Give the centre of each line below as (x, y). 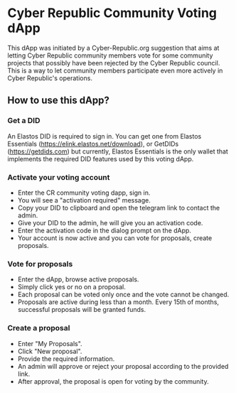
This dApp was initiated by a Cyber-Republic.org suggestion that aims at (113, 48)
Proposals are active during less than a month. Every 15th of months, (118, 302)
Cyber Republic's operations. (50, 78)
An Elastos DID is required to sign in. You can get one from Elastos (104, 136)
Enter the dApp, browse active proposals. (78, 279)
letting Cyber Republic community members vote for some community (110, 55)
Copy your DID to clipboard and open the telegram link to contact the (119, 208)
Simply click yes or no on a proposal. (72, 287)
